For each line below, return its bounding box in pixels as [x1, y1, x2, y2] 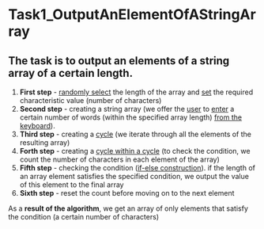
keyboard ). [19, 121, 55, 130]
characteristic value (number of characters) [19, 96, 162, 105]
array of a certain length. [8, 66, 133, 80]
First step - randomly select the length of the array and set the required [19, 87, 254, 97]
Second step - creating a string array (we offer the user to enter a [19, 105, 235, 113]
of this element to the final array [19, 180, 124, 189]
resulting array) [19, 138, 70, 147]
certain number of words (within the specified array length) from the [19, 113, 243, 122]
